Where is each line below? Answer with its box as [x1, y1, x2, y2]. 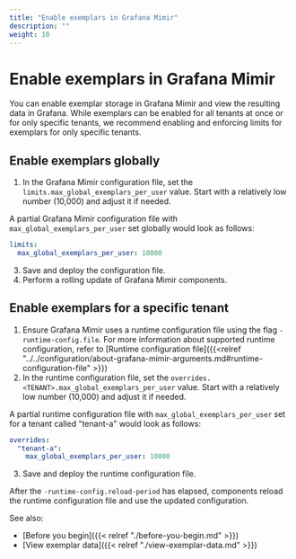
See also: [9, 513, 44, 524]
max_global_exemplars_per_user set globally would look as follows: [9, 223, 255, 234]
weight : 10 [9, 30, 50, 39]
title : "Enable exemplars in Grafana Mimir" [9, 13, 178, 22]
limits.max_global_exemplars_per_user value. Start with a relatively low [22, 186, 287, 198]
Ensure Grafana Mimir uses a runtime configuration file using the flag [22, 324, 278, 335]
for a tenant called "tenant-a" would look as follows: [9, 418, 202, 429]
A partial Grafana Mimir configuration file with [9, 213, 178, 225]
